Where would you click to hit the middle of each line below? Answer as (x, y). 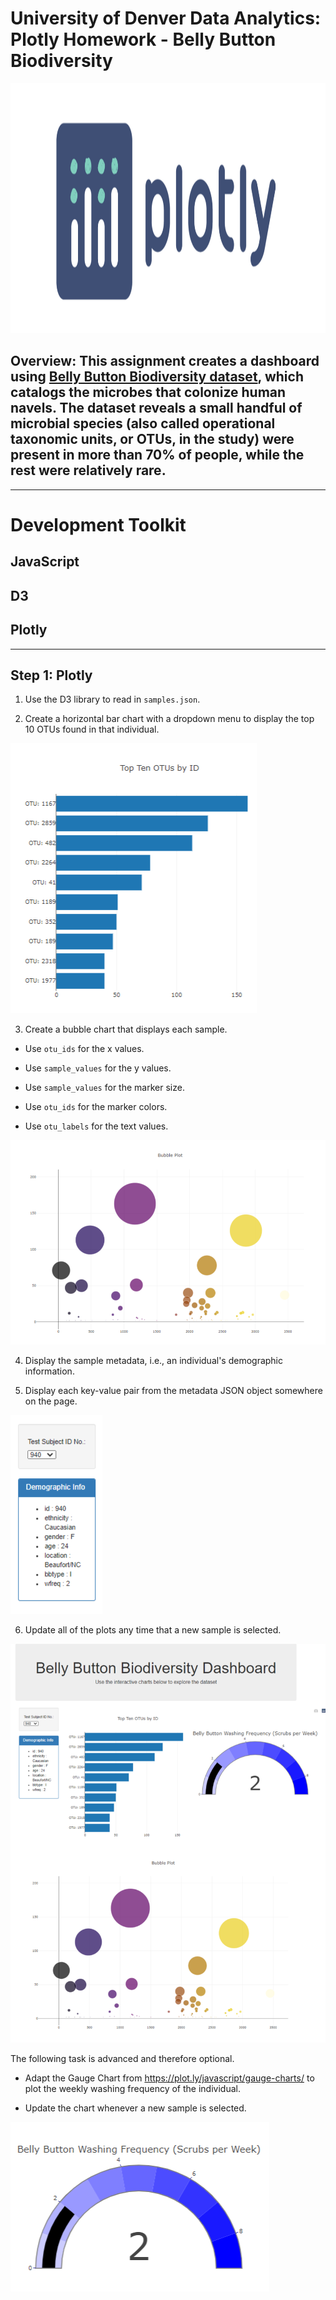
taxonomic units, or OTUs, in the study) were (152, 439)
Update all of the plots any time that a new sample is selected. (153, 1630)
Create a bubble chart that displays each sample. (126, 1029)
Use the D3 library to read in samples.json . (112, 699)
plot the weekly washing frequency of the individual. (132, 2088)
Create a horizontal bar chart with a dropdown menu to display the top (169, 719)
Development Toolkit (98, 524)
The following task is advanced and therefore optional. (122, 2058)
